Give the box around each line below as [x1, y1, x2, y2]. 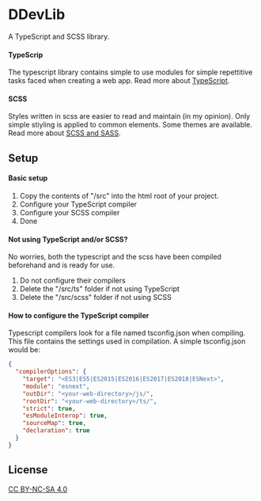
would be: [8, 345, 41, 355]
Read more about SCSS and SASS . [8, 128, 121, 138]
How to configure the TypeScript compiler [8, 310, 149, 320]
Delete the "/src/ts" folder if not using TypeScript [19, 284, 180, 294]
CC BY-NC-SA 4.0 [8, 484, 68, 494]
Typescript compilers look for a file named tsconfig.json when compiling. [8, 328, 246, 338]
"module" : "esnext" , [22, 382, 90, 390]
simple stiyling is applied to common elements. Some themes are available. [8, 120, 253, 130]
